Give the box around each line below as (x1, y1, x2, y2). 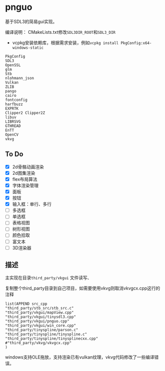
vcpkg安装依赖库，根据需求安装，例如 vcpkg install (12, 39, 119, 46)
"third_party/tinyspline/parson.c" (5, 327, 79, 333)
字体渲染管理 (12, 182, 39, 188)
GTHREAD (5, 123, 21, 128)
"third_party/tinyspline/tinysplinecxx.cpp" (5, 336, 98, 341)
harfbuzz (5, 101, 23, 107)
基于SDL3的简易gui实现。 (5, 18, 57, 24)
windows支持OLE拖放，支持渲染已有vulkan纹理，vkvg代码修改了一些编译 (5, 354, 155, 360)
